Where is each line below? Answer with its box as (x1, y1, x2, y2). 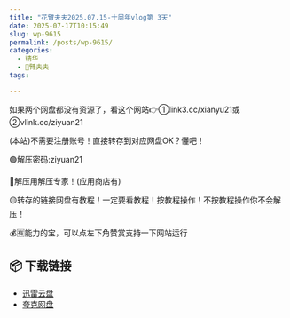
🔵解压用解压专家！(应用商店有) (9, 175, 121, 187)
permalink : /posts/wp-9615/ (9, 37, 114, 47)
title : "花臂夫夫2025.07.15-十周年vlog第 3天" (9, 12, 173, 22)
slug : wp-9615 (9, 29, 62, 38)
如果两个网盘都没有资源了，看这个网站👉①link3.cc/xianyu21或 (9, 104, 241, 115)
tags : (9, 71, 29, 80)
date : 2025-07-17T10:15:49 (9, 21, 109, 30)
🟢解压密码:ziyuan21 (9, 154, 82, 164)
